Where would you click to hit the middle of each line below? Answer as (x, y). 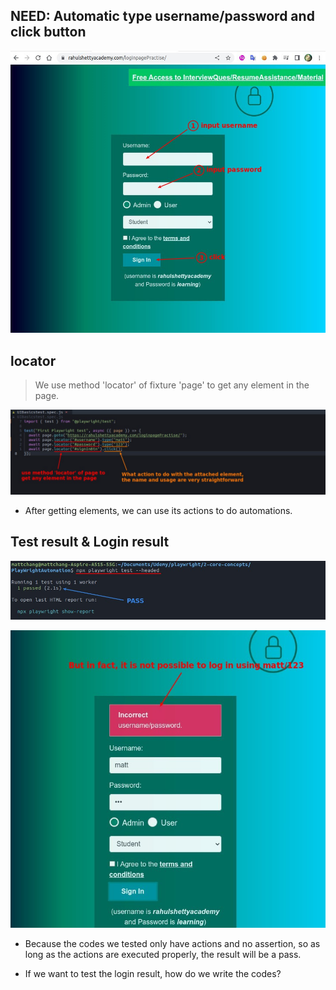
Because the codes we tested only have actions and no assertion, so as (172, 943)
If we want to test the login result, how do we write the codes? (153, 973)
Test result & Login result (90, 542)
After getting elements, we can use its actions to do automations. (158, 511)
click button (48, 32)
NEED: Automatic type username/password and (162, 16)
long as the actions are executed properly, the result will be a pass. (163, 954)
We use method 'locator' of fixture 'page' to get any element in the (172, 385)
